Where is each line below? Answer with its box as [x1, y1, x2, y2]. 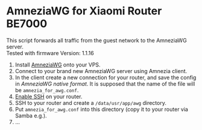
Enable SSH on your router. [14, 93, 83, 100]
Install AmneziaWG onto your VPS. [14, 61, 101, 68]
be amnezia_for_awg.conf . [14, 86, 79, 93]
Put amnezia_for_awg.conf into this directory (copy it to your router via [14, 105, 189, 113]
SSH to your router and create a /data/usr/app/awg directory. [14, 99, 167, 106]
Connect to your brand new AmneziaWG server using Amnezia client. [14, 67, 188, 74]
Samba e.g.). [14, 112, 47, 119]
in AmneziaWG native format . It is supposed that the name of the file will [14, 80, 195, 87]
